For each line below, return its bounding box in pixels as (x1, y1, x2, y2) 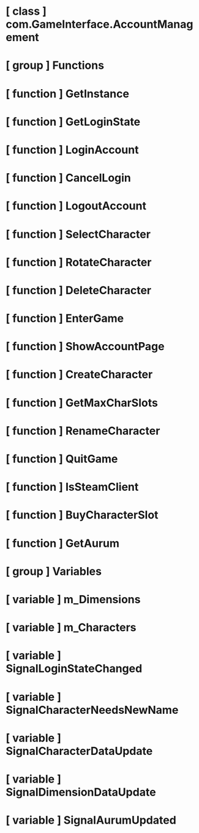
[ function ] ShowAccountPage (6, 340, 165, 354)
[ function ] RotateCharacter (6, 255, 152, 269)
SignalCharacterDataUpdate (6, 744, 153, 758)
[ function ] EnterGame (6, 311, 124, 326)
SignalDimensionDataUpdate (6, 785, 157, 799)
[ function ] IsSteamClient (6, 480, 139, 494)
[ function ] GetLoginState (6, 115, 141, 128)
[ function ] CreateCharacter (6, 367, 153, 381)
